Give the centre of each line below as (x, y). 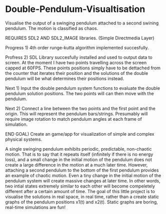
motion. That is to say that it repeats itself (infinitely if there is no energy (79, 154)
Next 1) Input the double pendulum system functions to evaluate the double (82, 88)
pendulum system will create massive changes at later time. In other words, (83, 181)
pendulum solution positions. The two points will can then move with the (79, 93)
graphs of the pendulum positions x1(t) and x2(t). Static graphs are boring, (82, 202)
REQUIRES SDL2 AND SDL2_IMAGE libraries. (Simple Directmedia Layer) (80, 38)
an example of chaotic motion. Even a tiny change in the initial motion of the (83, 175)
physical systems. (24, 139)
